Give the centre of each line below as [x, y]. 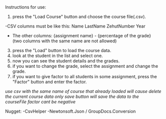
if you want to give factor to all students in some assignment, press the [84, 76]
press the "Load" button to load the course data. [62, 50]
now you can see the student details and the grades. [66, 61]
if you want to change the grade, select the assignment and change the [85, 66]
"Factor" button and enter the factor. [50, 82]
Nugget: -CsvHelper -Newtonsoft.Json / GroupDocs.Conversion [71, 111]
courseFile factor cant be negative [40, 102]
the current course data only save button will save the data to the [72, 96]
